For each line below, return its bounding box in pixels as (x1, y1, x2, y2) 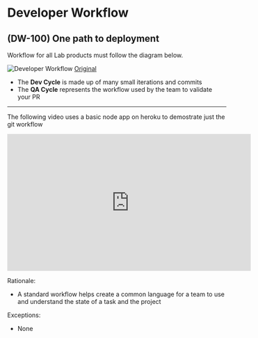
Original (74, 65, 97, 72)
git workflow (7, 120, 43, 128)
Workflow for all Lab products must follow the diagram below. (7, 51, 183, 59)
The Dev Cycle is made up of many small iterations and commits (17, 78, 202, 86)
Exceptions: (7, 311, 41, 319)
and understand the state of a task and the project (17, 298, 161, 305)
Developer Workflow (7, 5, 129, 21)
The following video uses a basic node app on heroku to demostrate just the (7, 113, 225, 121)
